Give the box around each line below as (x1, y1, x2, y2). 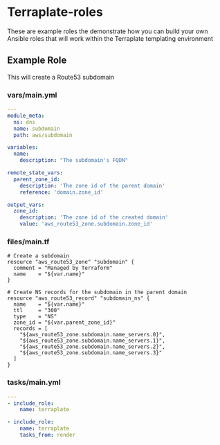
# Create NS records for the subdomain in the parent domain (7, 289, 187, 296)
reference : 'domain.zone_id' (19, 188, 104, 196)
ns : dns (13, 118, 36, 125)
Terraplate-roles (7, 4, 104, 20)
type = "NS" (13, 313, 57, 320)
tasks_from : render (19, 432, 76, 439)
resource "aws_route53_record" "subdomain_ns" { (7, 295, 150, 302)
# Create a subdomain (7, 253, 70, 260)
